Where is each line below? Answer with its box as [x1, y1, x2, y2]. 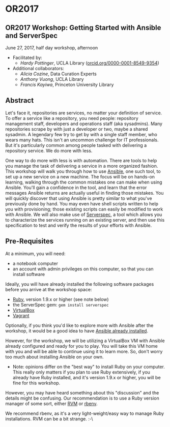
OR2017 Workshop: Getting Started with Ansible [5, 23, 161, 32]
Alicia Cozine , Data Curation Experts [20, 71, 97, 77]
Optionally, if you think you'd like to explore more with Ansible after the [5, 322, 154, 328]
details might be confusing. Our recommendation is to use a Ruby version [5, 395, 159, 401]
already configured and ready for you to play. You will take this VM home [5, 343, 158, 349]
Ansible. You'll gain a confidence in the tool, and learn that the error [5, 184, 147, 191]
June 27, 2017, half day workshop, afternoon [5, 45, 98, 51]
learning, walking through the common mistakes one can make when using [5, 179, 162, 185]
